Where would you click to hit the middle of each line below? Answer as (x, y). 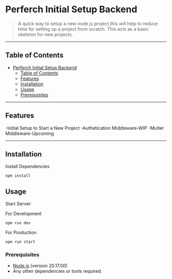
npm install (18, 176)
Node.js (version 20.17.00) (40, 266)
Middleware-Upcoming (30, 133)
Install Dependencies (27, 167)
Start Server (18, 204)
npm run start (20, 242)
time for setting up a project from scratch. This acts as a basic (83, 29)
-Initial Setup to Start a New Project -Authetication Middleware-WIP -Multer (85, 128)
